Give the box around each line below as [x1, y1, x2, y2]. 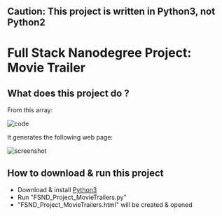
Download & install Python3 [17, 186, 97, 194]
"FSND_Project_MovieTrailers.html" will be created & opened [17, 201, 193, 209]
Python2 [7, 17, 46, 29]
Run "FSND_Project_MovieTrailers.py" [17, 193, 127, 202]
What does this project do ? [7, 87, 130, 99]
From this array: [7, 106, 53, 114]
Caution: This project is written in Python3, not [7, 6, 216, 18]
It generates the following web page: [7, 133, 113, 142]
